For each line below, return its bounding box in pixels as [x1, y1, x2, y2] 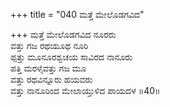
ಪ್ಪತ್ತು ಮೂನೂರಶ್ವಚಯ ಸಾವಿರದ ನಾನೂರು [10, 51, 133, 63]
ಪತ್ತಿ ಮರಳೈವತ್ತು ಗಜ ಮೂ [10, 62, 87, 74]
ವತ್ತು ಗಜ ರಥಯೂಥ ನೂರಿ [10, 40, 89, 51]
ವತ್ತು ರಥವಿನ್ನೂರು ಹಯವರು [10, 74, 93, 85]
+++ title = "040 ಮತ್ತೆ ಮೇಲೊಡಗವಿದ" [10, 9, 145, 20]
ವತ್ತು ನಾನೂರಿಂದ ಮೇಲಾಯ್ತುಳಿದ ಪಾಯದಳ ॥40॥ [10, 85, 161, 96]
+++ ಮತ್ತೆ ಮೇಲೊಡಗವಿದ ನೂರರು [10, 29, 117, 40]
